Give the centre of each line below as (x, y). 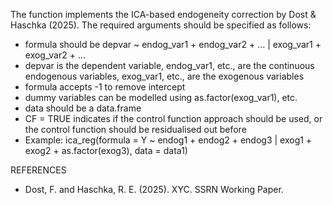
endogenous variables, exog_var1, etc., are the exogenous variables (164, 76)
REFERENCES (38, 170)
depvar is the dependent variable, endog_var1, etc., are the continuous (169, 65)
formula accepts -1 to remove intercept (105, 87)
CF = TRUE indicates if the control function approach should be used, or (173, 118)
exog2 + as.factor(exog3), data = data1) (106, 150)
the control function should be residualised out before (135, 129)
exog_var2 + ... (55, 55)
